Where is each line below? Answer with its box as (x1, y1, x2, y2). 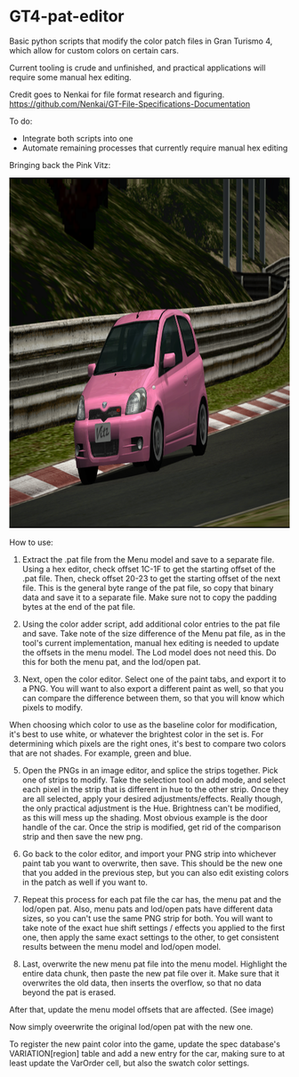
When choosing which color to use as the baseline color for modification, (9, 719, 278, 730)
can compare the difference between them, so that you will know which (21, 692, 285, 703)
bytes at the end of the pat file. (21, 601, 136, 611)
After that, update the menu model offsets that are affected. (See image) (9, 1004, 274, 1015)
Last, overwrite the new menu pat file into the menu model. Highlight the (21, 959, 287, 969)
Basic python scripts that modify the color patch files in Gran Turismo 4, (9, 36, 273, 46)
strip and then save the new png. (21, 830, 143, 842)
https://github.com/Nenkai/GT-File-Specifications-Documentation (9, 98, 251, 109)
